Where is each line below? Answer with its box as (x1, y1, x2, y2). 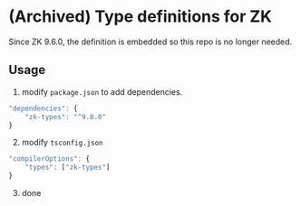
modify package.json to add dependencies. (21, 86, 183, 97)
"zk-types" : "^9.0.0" (24, 112, 106, 121)
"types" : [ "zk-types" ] (24, 163, 111, 173)
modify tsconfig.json (21, 137, 103, 148)
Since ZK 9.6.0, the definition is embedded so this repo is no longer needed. (8, 36, 293, 47)
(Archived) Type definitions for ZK (8, 6, 273, 27)
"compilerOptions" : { (8, 154, 91, 164)
